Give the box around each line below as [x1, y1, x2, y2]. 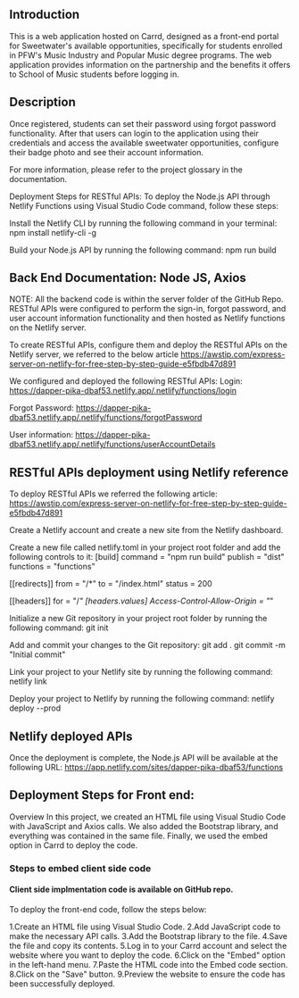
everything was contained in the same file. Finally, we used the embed [9, 830, 268, 841]
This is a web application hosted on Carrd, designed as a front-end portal [9, 30, 279, 41]
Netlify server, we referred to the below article [9, 349, 179, 360]
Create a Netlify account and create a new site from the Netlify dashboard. [9, 525, 284, 536]
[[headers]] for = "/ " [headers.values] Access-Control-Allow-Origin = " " [9, 595, 274, 606]
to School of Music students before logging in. [9, 69, 180, 79]
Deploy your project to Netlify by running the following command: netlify [9, 694, 275, 704]
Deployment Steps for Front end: [9, 787, 195, 803]
